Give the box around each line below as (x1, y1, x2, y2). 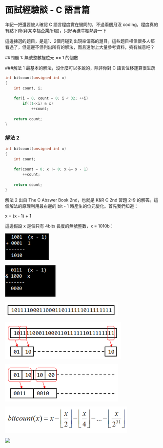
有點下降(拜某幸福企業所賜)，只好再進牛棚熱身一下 (5, 27, 107, 33)
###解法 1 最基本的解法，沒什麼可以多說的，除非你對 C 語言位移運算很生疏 (5, 65, 156, 71)
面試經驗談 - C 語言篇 (5, 4, 90, 16)
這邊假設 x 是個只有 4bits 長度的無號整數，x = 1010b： (5, 223, 114, 229)
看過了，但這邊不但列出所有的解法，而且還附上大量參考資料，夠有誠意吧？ (5, 44, 155, 50)
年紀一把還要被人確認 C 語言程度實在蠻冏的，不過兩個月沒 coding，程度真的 (5, 22, 159, 27)
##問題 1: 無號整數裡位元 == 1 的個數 (5, 54, 79, 60)
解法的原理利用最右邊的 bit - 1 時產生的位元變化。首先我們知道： (9, 203, 139, 209)
